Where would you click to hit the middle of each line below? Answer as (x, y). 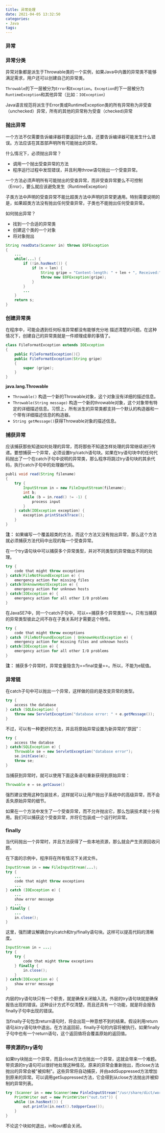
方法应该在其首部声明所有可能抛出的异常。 (57, 143)
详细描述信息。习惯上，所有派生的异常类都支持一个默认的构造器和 (88, 409)
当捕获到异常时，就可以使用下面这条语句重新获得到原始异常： (68, 775)
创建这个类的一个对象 (34, 230)
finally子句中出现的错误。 (31, 1011)
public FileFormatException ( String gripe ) (58, 359)
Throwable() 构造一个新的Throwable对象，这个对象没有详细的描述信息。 (85, 397)
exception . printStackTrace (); (54, 515)
